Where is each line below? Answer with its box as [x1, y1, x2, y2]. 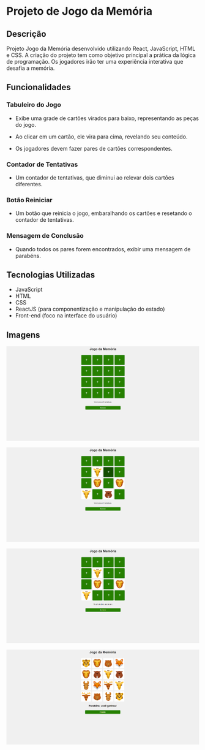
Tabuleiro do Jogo [6, 100, 61, 109]
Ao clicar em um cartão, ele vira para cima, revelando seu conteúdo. [15, 133, 188, 140]
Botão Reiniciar [6, 195, 53, 204]
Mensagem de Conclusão [6, 232, 84, 240]
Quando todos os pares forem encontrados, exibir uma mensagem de [15, 245, 191, 252]
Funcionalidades [6, 82, 72, 93]
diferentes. [15, 180, 43, 187]
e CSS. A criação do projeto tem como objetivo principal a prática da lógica [6, 51, 196, 59]
